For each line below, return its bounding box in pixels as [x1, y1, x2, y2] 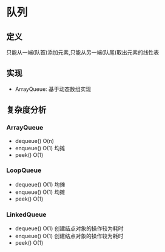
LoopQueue [6, 166, 42, 174]
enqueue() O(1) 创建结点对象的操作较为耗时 [15, 233, 124, 240]
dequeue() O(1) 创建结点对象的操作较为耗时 [15, 225, 124, 232]
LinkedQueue [6, 210, 47, 219]
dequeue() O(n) [15, 137, 55, 144]
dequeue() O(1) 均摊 [15, 181, 66, 188]
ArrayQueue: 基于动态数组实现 [15, 85, 92, 93]
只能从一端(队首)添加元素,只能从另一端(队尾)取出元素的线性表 [6, 49, 160, 56]
